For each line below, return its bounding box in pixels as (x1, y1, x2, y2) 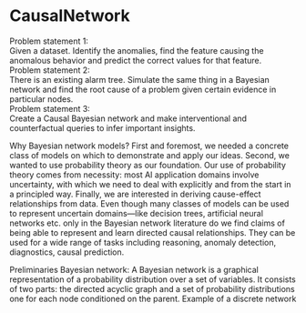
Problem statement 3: (9, 103, 91, 114)
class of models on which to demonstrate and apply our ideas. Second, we (9, 149, 290, 160)
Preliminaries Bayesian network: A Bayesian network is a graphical (9, 264, 260, 275)
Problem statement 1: (9, 35, 89, 46)
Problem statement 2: (9, 65, 90, 76)
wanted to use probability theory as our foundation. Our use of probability (9, 159, 287, 170)
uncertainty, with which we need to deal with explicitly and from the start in (9, 178, 291, 189)
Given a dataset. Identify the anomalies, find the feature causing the (9, 45, 264, 56)
